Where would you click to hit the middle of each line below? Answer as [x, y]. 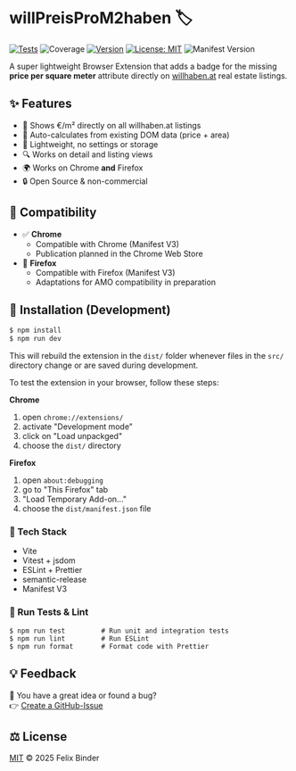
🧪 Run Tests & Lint [49, 612]
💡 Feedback [43, 674]
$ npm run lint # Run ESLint [79, 638]
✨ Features [41, 104]
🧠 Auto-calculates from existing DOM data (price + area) [126, 135]
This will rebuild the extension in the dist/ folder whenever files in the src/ [147, 356]
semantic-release [54, 580]
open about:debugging [63, 480]
